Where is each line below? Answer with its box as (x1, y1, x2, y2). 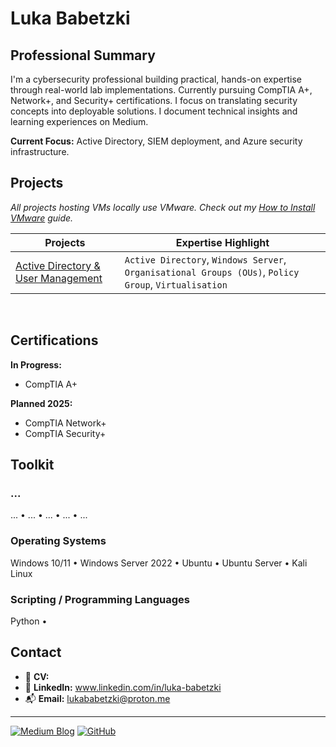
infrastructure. (10, 146, 70, 157)
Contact (10, 644, 62, 661)
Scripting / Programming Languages (10, 592, 190, 606)
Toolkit (10, 457, 55, 474)
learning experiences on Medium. (10, 116, 149, 127)
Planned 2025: (10, 397, 73, 409)
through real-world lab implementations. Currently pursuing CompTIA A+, (10, 84, 313, 96)
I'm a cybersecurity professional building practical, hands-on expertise (10, 73, 302, 85)
